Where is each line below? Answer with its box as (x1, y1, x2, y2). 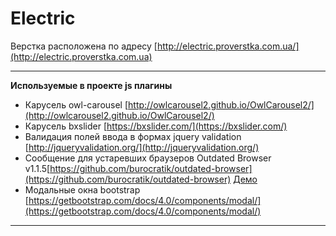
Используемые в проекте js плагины (10, 79, 173, 91)
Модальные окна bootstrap (24, 183, 141, 196)
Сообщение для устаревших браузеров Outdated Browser (24, 152, 272, 164)
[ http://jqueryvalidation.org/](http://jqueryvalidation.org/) (24, 141, 260, 153)
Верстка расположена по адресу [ (10, 40, 158, 52)
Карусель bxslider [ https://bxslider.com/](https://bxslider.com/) (24, 120, 288, 132)
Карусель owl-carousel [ (24, 98, 129, 111)
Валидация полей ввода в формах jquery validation (24, 130, 242, 142)
